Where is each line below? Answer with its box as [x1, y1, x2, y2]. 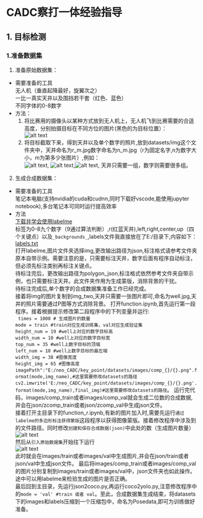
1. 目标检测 [6, 32, 47, 42]
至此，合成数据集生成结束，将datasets [99, 490, 196, 497]
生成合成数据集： [15, 174, 58, 182]
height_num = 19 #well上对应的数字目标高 [15, 329, 113, 335]
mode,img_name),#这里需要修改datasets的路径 [31, 373, 138, 380]
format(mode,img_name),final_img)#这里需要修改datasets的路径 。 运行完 [15, 386, 190, 394]
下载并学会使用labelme [15, 217, 73, 225]
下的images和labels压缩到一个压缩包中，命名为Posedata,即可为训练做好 [15, 497, 196, 505]
